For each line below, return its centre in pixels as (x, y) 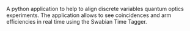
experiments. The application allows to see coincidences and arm (89, 15)
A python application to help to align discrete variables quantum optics (95, 9)
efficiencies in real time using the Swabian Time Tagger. (77, 22)
